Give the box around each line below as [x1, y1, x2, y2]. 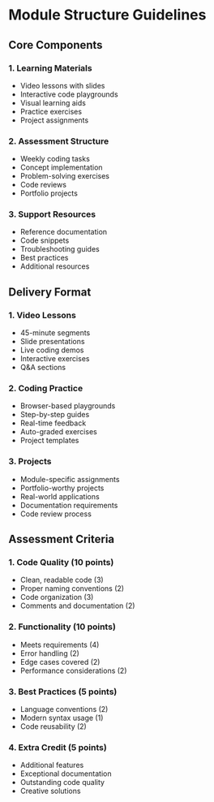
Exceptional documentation [19, 769, 112, 778]
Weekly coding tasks [19, 154, 91, 164]
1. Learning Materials [8, 63, 92, 74]
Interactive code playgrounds [19, 89, 119, 99]
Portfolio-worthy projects [19, 483, 105, 493]
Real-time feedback [19, 418, 87, 428]
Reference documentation [19, 227, 108, 237]
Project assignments [19, 115, 89, 125]
